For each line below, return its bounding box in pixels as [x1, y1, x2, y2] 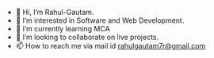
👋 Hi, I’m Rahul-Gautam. [15, 8, 94, 16]
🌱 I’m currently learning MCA [15, 24, 111, 33]
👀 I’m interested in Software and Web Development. [15, 16, 185, 25]
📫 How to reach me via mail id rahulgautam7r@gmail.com [15, 42, 206, 50]
